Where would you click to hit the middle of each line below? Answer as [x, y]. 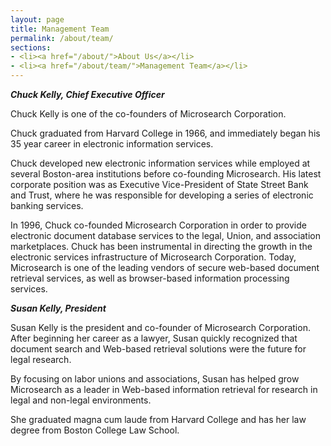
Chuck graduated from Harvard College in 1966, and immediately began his [165, 133]
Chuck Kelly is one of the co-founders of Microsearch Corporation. [148, 114]
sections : [31, 47]
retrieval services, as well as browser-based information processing [150, 278]
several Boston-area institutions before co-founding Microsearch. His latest [166, 174]
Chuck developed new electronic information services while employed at [160, 163]
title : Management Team [60, 29]
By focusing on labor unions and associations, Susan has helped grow [155, 379]
